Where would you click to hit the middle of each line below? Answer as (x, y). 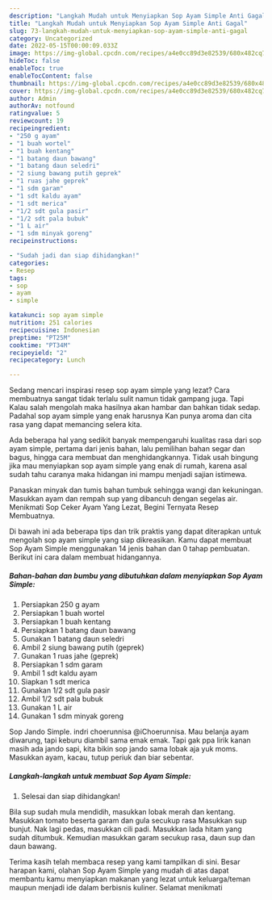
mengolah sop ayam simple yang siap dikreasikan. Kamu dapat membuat (131, 540)
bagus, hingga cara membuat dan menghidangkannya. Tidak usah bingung (134, 458)
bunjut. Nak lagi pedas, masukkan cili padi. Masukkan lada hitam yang (126, 829)
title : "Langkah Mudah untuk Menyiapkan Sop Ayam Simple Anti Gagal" (129, 23)
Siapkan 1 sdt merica (55, 682)
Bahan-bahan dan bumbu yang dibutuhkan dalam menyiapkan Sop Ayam (136, 576)
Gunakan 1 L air (46, 708)
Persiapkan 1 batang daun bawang (78, 630)
